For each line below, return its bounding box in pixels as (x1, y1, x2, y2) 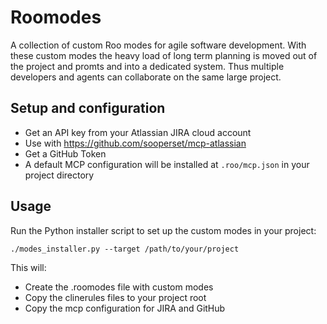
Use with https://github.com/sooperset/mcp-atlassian (24, 137, 247, 149)
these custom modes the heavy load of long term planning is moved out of (10, 49, 318, 61)
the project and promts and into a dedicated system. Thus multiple (10, 60, 285, 72)
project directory (24, 169, 95, 181)
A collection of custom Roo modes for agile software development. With (10, 39, 307, 51)
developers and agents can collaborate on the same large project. (10, 71, 282, 83)
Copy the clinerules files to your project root (24, 291, 207, 303)
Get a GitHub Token (24, 147, 107, 160)
